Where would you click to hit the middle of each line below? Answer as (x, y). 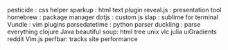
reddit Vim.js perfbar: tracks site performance (73, 39)
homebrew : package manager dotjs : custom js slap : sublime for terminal (113, 17)
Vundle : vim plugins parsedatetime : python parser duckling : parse (104, 24)
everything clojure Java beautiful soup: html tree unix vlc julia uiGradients (112, 32)
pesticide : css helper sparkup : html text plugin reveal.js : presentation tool (114, 10)
